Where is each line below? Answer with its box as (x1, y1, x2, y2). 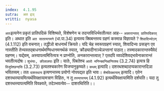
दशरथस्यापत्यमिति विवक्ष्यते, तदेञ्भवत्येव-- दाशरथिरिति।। (5, 81, 96, 87)
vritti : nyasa (5, 16, 37, 21)
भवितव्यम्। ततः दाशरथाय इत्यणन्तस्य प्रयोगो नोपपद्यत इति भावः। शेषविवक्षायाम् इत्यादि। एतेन (5, 69, 143, 75)
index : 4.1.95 (5, 7, 37, 12)
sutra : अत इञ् (5, 12, 35, 17)
